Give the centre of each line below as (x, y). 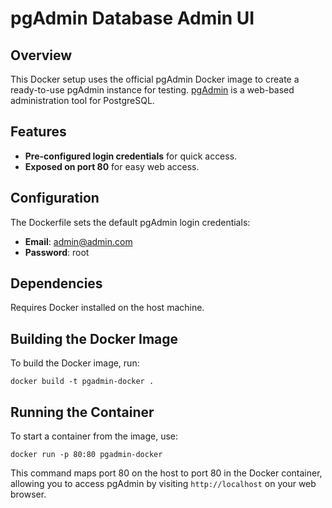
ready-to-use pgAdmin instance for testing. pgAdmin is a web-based (152, 90)
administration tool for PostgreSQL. (82, 100)
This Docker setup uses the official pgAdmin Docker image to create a (155, 79)
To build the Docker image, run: (75, 363)
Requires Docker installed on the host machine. (107, 308)
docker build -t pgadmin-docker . (82, 382)
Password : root (57, 252)
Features (38, 132)
